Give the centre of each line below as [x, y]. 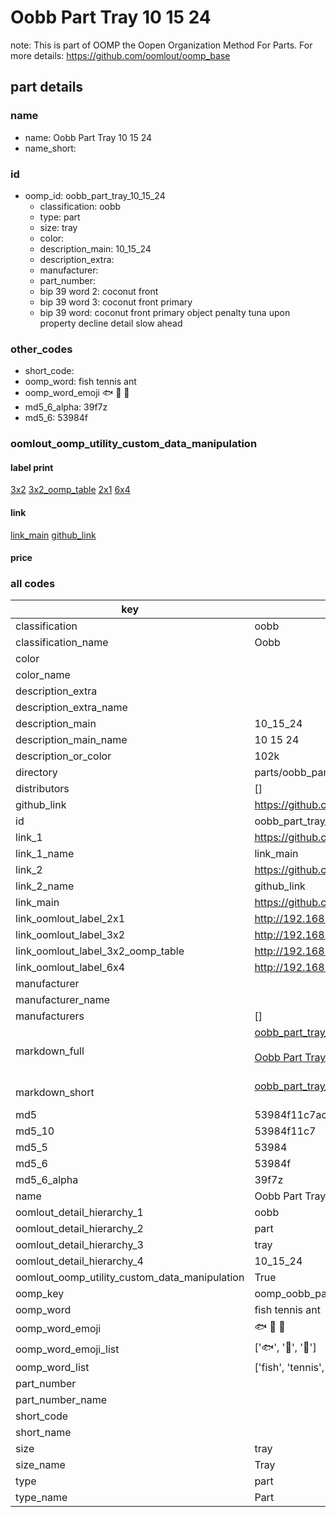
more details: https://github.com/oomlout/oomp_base [120, 55]
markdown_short [55, 1093]
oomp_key [40, 1294]
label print [32, 467]
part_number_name [61, 1400]
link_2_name [45, 886]
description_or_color [63, 756]
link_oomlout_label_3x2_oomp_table [100, 951]
